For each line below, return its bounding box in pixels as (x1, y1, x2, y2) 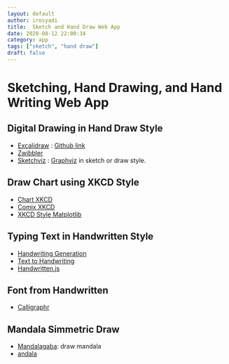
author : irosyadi (7, 17, 58, 24)
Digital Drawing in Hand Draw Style (7, 122, 163, 134)
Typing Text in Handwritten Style (7, 230, 154, 242)
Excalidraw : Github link (17, 141, 85, 150)
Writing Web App (7, 95, 109, 111)
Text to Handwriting (17, 256, 75, 265)
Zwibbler (17, 148, 43, 157)
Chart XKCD (17, 195, 53, 204)
